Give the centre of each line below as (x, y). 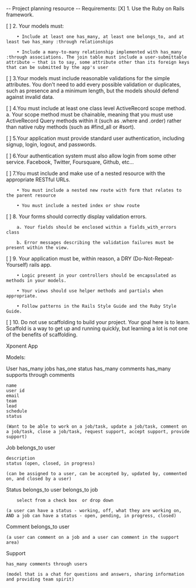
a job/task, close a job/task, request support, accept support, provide (98, 432)
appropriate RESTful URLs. (38, 180)
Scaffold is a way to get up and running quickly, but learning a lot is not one (97, 328)
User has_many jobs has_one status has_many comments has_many (88, 369)
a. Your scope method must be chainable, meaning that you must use (90, 114)
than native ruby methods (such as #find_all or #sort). (71, 127)
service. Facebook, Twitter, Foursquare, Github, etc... (70, 162)
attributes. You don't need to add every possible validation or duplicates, (94, 85)
